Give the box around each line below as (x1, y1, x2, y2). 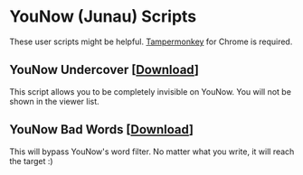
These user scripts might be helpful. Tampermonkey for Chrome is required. (9, 36, 293, 47)
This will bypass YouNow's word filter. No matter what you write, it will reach (9, 146, 295, 157)
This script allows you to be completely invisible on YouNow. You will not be (9, 86, 292, 97)
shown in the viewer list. (9, 96, 99, 106)
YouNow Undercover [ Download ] (9, 62, 199, 78)
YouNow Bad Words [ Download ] (9, 122, 194, 137)
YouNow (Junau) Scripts (9, 6, 197, 27)
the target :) (9, 155, 53, 166)
